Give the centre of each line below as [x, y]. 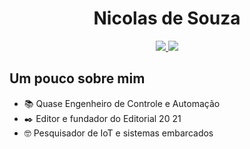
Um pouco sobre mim [77, 78]
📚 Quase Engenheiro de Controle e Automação [122, 103]
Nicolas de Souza [167, 18]
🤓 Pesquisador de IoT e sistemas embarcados [118, 133]
